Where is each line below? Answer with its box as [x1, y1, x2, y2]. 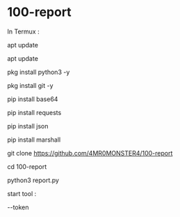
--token [7, 203, 29, 211]
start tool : [7, 189, 37, 197]
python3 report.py [7, 176, 59, 184]
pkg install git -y [7, 81, 54, 89]
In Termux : [7, 27, 40, 36]
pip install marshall [7, 135, 61, 144]
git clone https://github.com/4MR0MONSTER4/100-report [7, 149, 173, 157]
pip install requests [7, 108, 62, 117]
